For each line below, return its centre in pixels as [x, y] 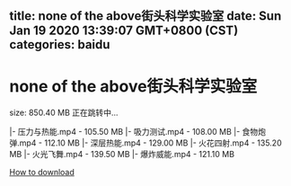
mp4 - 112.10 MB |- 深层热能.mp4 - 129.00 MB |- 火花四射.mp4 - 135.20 [150, 143]
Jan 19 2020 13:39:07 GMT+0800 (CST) [124, 31]
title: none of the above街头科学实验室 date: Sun [145, 16]
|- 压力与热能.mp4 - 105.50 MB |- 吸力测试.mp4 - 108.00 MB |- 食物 [134, 132]
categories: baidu [60, 44]
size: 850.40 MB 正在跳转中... [64, 113]
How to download [42, 173]
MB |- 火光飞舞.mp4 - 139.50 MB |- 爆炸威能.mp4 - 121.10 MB [122, 155]
